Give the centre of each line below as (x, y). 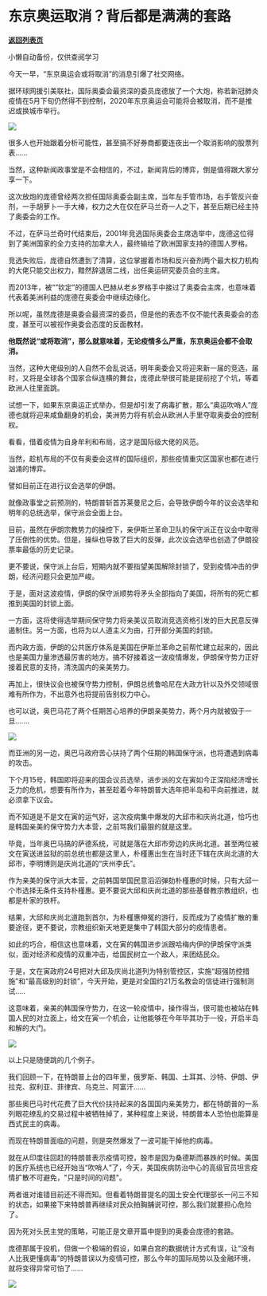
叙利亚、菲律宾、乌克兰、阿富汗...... (87, 1086)
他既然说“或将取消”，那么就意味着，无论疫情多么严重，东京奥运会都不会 (127, 341)
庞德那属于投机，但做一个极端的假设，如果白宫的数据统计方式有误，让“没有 (132, 1248)
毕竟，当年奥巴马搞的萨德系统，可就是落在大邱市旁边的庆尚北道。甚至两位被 (133, 843)
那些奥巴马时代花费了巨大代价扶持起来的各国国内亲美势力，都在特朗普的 (126, 1103)
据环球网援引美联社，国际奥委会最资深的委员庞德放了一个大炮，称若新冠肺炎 (133, 91)
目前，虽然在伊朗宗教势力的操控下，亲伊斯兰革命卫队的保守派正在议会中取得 (133, 529)
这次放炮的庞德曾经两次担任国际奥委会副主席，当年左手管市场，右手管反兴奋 (133, 196)
